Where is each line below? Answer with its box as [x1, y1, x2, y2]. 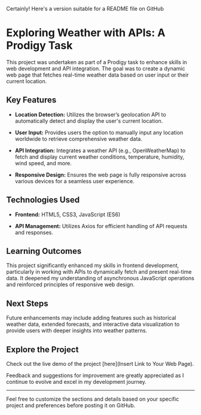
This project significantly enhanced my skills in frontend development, [6, 262, 179, 269]
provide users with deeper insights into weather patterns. [6, 327, 148, 334]
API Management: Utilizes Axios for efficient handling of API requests [14, 222, 187, 229]
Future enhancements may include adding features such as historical [6, 314, 176, 322]
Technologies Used [6, 195, 80, 205]
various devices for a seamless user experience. [14, 177, 135, 184]
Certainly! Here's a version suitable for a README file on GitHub [6, 5, 164, 12]
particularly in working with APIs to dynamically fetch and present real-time [6, 268, 192, 275]
